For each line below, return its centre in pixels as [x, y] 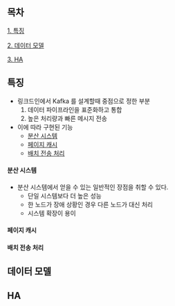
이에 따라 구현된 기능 [45, 127]
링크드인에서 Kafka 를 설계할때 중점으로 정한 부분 [84, 101]
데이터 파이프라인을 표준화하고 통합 [75, 109]
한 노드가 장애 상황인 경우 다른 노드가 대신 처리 [90, 204]
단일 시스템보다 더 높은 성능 [64, 195]
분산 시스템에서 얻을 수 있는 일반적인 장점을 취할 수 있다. [93, 187]
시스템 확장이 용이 [52, 213]
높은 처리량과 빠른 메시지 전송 [67, 118]
